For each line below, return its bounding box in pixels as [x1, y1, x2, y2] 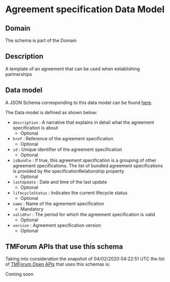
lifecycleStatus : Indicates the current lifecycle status [12, 190, 128, 196]
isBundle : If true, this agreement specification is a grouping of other [12, 157, 157, 163]
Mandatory [20, 206, 44, 212]
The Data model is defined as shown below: [5, 109, 98, 115]
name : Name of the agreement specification [12, 200, 105, 207]
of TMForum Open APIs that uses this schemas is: [5, 261, 111, 267]
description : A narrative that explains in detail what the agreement [12, 119, 154, 125]
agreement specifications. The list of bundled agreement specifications [12, 162, 163, 169]
